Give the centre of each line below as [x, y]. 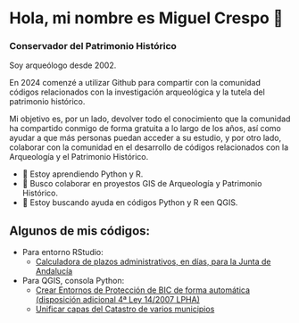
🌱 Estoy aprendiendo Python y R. [83, 174]
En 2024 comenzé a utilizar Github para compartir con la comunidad [135, 83]
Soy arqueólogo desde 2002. [63, 65]
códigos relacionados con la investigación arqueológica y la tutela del [137, 92]
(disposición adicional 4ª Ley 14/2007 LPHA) [118, 300]
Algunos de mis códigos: [79, 231]
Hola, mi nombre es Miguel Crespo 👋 [146, 18]
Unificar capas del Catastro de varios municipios [125, 309]
